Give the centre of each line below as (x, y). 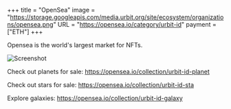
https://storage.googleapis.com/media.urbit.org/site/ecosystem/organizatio (117, 17)
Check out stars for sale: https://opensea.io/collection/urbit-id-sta (101, 85)
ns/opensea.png (30, 24)
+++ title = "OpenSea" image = (51, 10)
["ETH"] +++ (25, 32)
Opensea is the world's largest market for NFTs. (75, 45)
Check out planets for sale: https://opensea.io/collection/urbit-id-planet (108, 72)
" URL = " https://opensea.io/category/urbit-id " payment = (135, 24)
